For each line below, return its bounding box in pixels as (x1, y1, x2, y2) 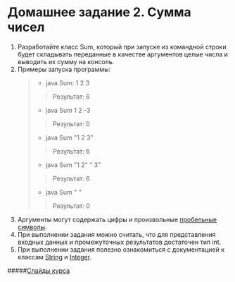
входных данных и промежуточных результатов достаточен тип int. (17, 238, 222, 246)
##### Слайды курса (7, 266, 70, 275)
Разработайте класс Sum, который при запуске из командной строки (17, 42, 227, 51)
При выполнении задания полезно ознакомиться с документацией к (17, 245, 225, 254)
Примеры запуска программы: (17, 65, 111, 73)
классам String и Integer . (17, 252, 92, 261)
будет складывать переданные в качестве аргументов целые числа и (17, 50, 229, 59)
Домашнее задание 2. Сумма (7, 4, 191, 20)
